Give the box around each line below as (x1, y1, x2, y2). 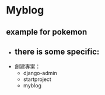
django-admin (23, 70, 57, 77)
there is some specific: (14, 46, 100, 56)
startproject (23, 76, 51, 83)
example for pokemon (6, 27, 87, 37)
